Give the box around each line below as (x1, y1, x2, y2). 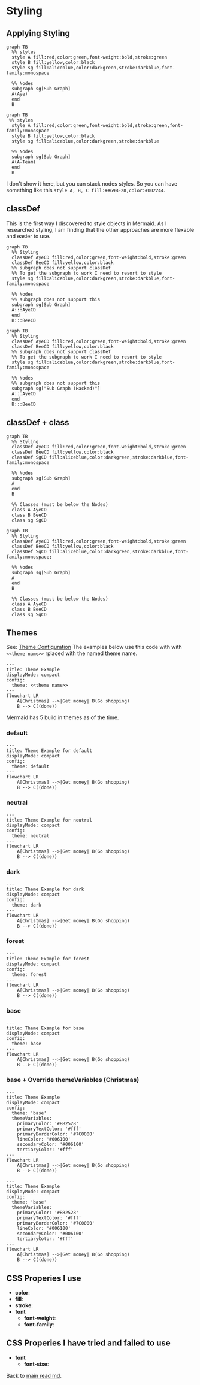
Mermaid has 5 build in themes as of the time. (6, 714, 119, 721)
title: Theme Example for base (6, 1025, 84, 1031)
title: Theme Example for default (6, 747, 93, 754)
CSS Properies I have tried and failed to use (6, 1338, 171, 1348)
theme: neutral (11, 833, 50, 839)
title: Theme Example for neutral (6, 817, 93, 823)
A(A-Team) (11, 159, 36, 165)
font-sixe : (23, 1360, 49, 1368)
